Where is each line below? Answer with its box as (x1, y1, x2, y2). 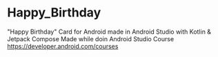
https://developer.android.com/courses (7, 42, 119, 50)
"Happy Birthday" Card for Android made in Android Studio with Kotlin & (7, 27, 212, 36)
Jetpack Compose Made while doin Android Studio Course (7, 34, 175, 43)
